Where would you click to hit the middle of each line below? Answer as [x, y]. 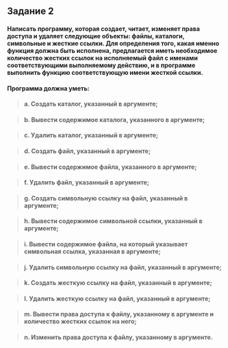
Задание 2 [30, 11]
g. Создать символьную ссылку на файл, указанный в [106, 198]
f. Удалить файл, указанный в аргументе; [86, 183]
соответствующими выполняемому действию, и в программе [101, 65]
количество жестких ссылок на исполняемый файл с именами [103, 58]
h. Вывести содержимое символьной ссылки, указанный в [113, 221]
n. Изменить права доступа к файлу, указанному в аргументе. [118, 337]
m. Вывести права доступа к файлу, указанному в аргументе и [119, 314]
